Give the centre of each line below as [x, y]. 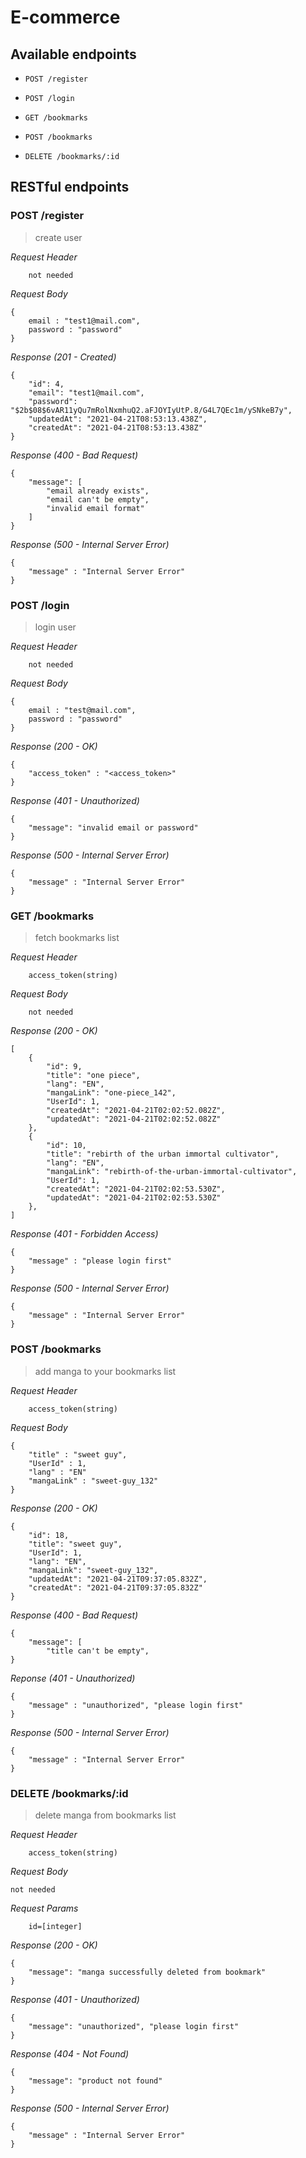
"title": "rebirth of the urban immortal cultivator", [163, 1154]
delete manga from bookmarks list [105, 1815]
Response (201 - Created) [63, 357]
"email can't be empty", [98, 499]
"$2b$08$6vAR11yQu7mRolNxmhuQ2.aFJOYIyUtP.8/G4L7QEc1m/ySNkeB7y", [151, 410]
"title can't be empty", [98, 1651]
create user [58, 237]
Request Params [44, 1908]
